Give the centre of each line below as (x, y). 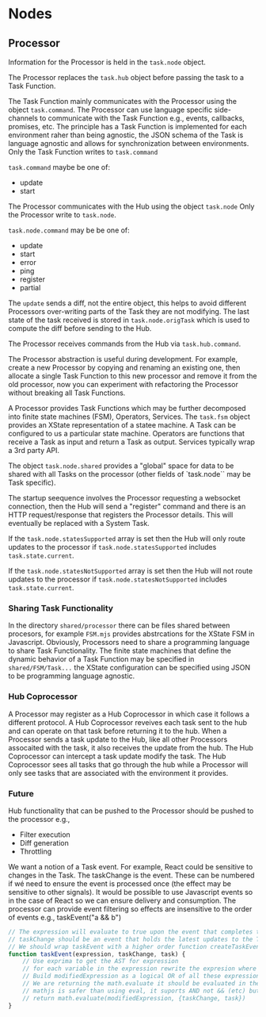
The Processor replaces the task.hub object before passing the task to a (126, 77)
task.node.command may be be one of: (69, 230)
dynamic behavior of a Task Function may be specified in (101, 659)
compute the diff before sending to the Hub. (80, 328)
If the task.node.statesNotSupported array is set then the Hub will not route (131, 571)
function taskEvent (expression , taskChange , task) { (97, 954)
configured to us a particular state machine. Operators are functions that (127, 434)
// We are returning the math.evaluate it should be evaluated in (134, 984)
